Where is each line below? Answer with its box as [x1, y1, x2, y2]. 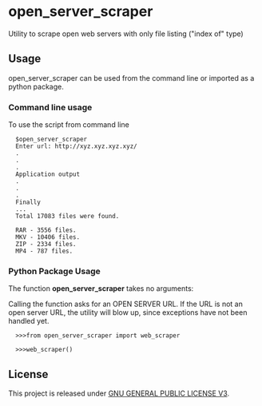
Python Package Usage [8, 265, 101, 277]
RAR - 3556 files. [15, 226, 77, 234]
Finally [15, 198, 42, 206]
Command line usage [8, 101, 93, 113]
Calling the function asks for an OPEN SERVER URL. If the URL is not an [8, 299, 244, 309]
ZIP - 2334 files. [15, 241, 77, 249]
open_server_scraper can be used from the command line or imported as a [8, 73, 255, 82]
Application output [15, 170, 81, 178]
